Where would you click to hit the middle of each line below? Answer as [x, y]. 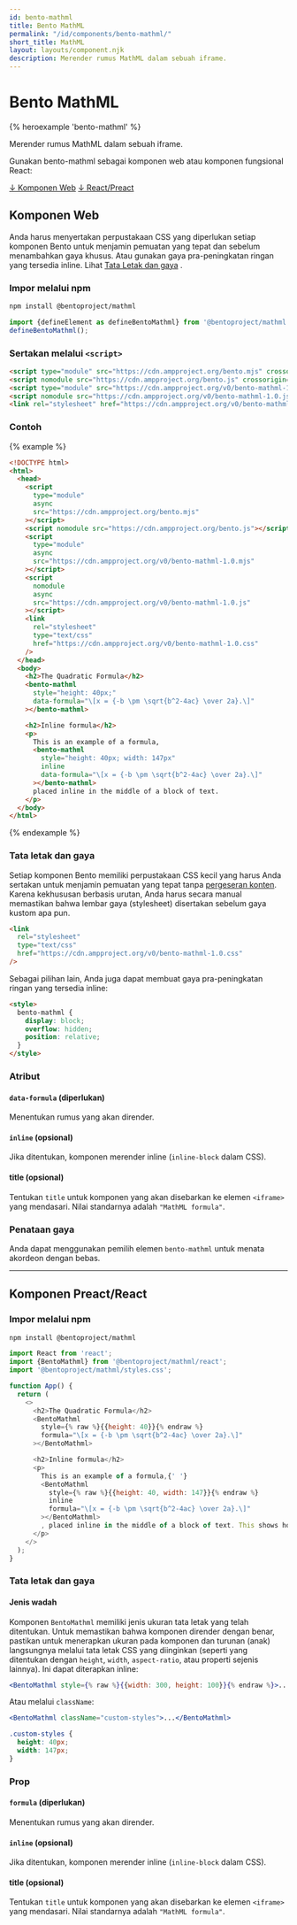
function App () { [41, 1386]
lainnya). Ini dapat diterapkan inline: [74, 1668]
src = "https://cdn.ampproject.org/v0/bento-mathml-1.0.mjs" [143, 562]
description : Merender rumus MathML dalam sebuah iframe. [118, 58]
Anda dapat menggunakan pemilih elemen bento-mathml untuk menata [137, 1248]
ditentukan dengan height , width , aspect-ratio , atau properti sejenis [134, 1659]
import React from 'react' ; [61, 1354]
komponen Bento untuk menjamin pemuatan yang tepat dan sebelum [135, 246]
